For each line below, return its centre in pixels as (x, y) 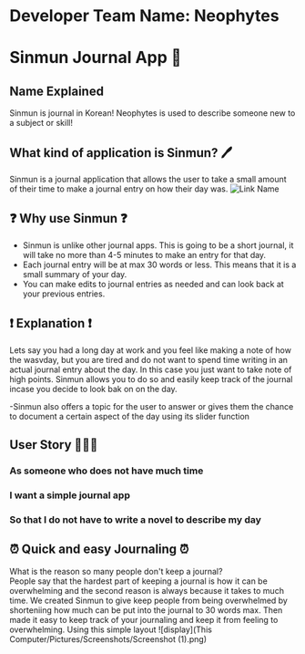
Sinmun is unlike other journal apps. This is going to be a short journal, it (158, 245)
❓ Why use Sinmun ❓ (68, 218)
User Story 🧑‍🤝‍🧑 (54, 445)
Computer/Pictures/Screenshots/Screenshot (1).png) (108, 638)
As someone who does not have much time (107, 471)
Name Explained (57, 91)
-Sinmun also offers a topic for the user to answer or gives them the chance (152, 406)
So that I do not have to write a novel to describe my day (136, 519)
